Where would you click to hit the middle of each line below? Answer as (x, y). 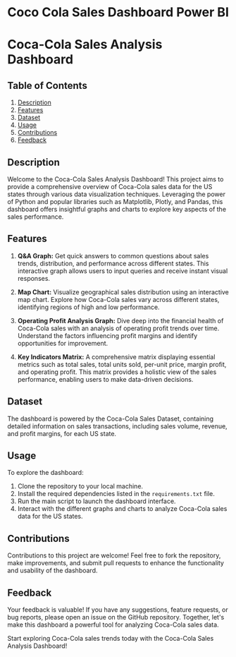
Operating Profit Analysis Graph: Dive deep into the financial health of (120, 320)
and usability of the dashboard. (52, 571)
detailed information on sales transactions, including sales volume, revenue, (117, 426)
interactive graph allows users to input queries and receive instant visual (123, 271)
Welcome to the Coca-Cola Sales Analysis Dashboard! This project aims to (116, 179)
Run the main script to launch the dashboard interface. (97, 501)
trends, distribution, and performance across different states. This (113, 263)
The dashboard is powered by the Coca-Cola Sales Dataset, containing (110, 418)
